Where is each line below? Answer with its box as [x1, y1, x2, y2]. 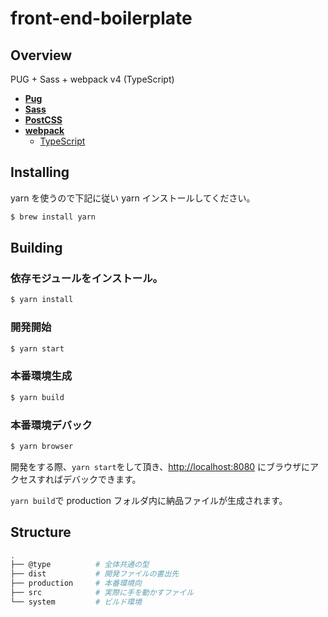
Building [10, 240, 63, 257]
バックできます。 [71, 473, 142, 485]
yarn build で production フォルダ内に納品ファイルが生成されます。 [10, 494, 288, 506]
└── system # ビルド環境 [10, 597, 142, 607]
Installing [10, 164, 70, 181]
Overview [10, 47, 73, 64]
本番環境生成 [10, 369, 73, 383]
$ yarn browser [10, 441, 74, 451]
